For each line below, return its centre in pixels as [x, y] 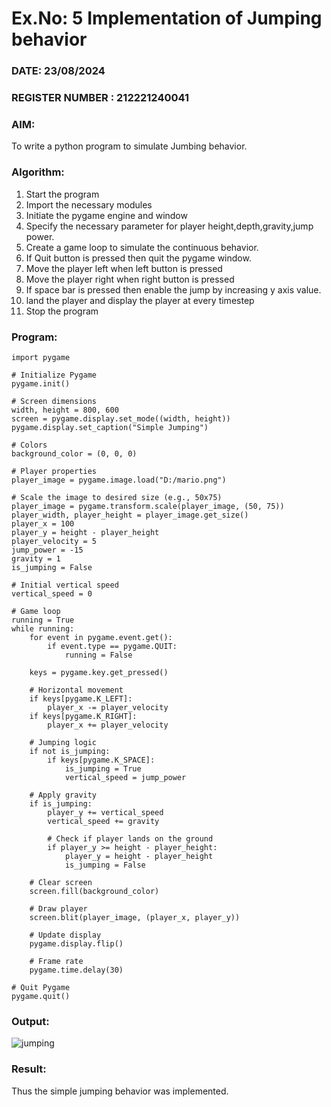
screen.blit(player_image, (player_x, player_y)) [135, 917]
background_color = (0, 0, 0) [74, 453]
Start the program [62, 194]
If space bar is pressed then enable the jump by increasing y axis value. [173, 289]
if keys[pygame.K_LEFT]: [81, 698]
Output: [30, 1021]
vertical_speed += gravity [103, 821]
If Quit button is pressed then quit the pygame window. [138, 258]
